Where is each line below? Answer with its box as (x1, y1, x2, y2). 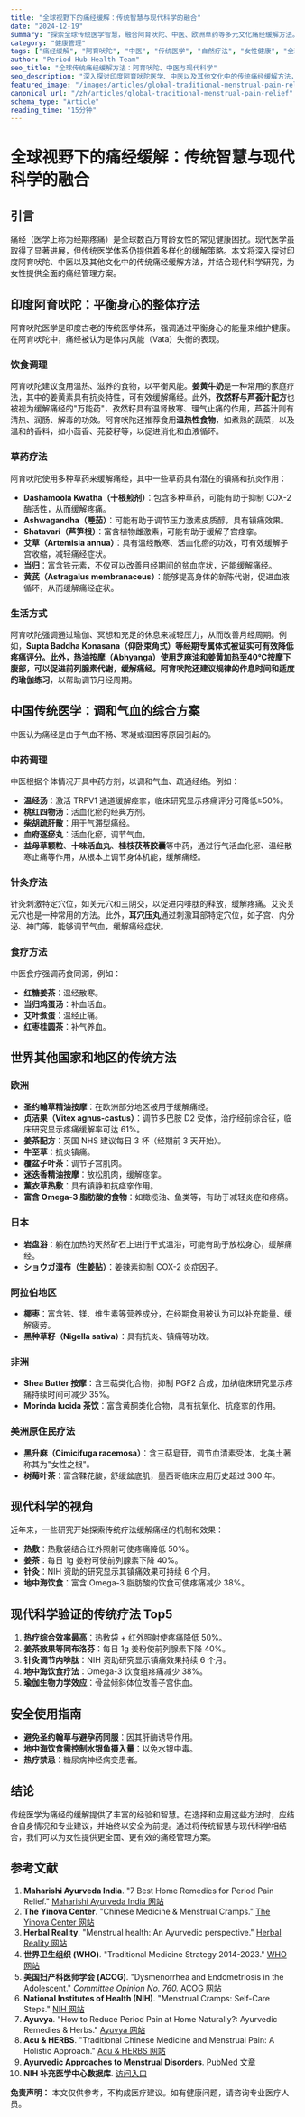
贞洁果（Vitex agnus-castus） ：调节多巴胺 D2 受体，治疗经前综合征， (23, 1113, 284, 1123)
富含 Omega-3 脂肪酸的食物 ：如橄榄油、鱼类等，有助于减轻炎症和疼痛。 (23, 1192, 293, 1203)
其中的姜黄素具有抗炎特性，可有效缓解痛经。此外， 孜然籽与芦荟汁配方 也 (25, 392, 295, 402)
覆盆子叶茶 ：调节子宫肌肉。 (23, 1158, 127, 1169)
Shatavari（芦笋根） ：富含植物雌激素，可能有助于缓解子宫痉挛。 (23, 525, 263, 537)
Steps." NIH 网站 (23, 2003, 85, 2014)
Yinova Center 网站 (23, 1917, 95, 1927)
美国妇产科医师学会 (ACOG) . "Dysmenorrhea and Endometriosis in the (23, 1971, 284, 1982)
